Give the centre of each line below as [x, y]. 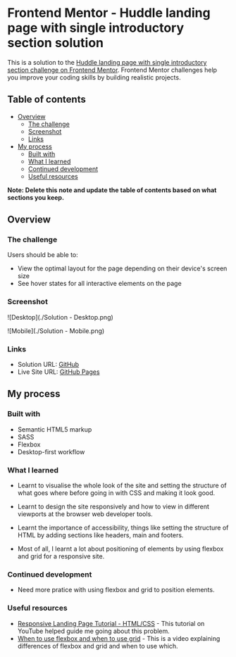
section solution [56, 43]
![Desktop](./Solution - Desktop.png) [61, 317]
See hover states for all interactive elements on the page [99, 284]
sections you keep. [36, 197]
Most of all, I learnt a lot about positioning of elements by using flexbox [120, 549]
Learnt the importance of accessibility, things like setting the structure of [123, 528]
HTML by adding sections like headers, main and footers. [100, 535]
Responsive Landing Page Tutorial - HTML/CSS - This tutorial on [111, 623]
